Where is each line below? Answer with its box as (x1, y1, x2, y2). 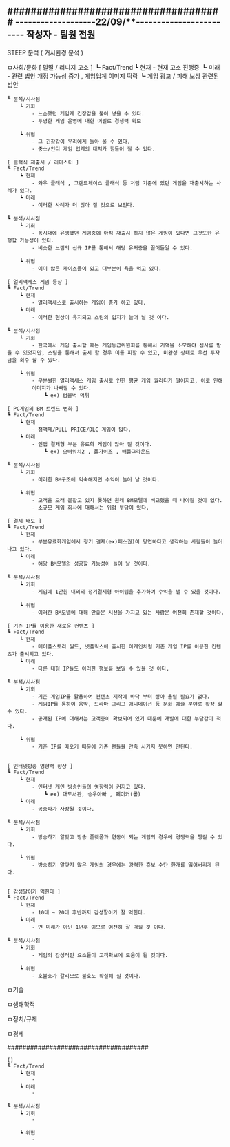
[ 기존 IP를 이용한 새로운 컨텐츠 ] (7, 622, 95, 629)
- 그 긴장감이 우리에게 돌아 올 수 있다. (32, 138, 131, 145)
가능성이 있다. (19, 237, 54, 244)
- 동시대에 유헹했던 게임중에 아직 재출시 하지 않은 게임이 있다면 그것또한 (32, 229, 212, 237)
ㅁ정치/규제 (7, 1014, 38, 1023)
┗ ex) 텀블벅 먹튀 (43, 392, 90, 399)
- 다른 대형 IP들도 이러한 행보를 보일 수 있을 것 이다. (32, 665, 170, 672)
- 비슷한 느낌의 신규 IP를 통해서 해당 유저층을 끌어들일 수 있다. (32, 244, 193, 251)
